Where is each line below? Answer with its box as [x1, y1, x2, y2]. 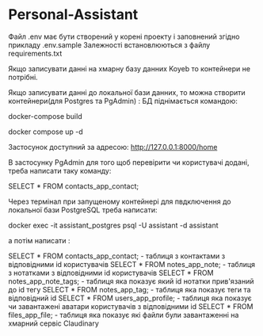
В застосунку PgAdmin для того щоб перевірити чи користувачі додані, [8, 157, 250, 167]
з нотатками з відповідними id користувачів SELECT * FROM [8, 268, 214, 277]
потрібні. [8, 72, 38, 82]
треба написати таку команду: [8, 166, 112, 175]
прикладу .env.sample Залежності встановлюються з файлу [8, 40, 211, 49]
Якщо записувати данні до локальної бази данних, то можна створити [8, 87, 246, 97]
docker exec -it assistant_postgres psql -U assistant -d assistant [8, 220, 219, 230]
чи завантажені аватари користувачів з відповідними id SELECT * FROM [8, 301, 253, 311]
